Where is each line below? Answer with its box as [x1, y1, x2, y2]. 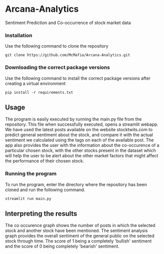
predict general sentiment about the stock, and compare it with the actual [5, 132, 153, 138]
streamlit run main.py [5, 196, 51, 201]
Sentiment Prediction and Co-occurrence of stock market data [5, 20, 131, 26]
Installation [5, 32, 33, 39]
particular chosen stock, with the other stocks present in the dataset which [5, 147, 156, 153]
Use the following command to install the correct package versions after [5, 75, 151, 81]
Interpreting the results [5, 210, 77, 218]
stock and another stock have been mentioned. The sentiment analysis [5, 227, 148, 234]
